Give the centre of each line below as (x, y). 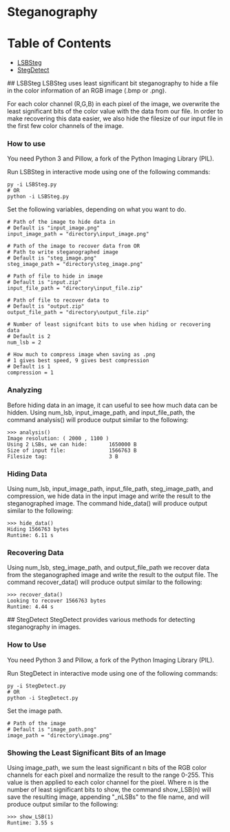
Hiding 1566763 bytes (38, 530)
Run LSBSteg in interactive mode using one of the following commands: (109, 172)
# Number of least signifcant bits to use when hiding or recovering (109, 324)
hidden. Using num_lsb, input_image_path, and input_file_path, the (101, 412)
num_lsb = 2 (24, 343)
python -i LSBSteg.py (38, 197)
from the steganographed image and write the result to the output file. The (113, 575)
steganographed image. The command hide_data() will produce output (107, 503)
